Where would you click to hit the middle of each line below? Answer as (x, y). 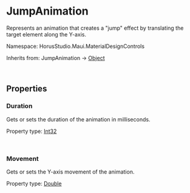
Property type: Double (34, 183)
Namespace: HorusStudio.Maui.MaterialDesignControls (75, 46)
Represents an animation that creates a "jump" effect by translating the (95, 28)
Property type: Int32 (32, 131)
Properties (27, 89)
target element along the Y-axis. (46, 34)
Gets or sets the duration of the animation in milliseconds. (78, 119)
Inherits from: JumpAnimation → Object (56, 58)
